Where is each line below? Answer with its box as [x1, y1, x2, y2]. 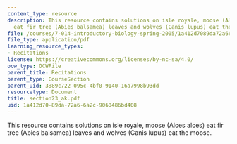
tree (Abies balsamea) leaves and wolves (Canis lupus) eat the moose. [7, 128, 212, 137]
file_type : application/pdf [7, 37, 90, 44]
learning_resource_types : [7, 43, 83, 50]
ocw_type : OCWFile [7, 63, 61, 70]
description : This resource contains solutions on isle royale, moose [7, 17, 219, 24]
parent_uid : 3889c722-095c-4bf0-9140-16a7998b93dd [7, 82, 159, 89]
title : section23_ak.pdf [7, 96, 80, 103]
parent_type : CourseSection [7, 75, 90, 83]
